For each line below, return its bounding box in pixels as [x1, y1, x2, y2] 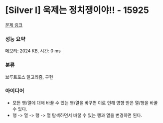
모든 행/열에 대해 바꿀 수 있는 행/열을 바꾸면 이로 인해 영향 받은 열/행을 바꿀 [12, 100, 158, 106]
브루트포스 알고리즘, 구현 [5, 74, 53, 80]
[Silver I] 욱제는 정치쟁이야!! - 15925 [5, 4, 150, 16]
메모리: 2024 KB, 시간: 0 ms [5, 48, 61, 54]
